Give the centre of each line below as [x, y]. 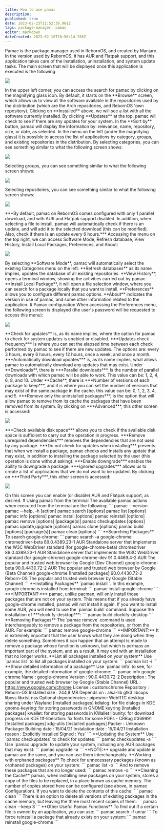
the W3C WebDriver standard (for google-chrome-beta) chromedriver [75, 547]
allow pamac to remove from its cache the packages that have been [73, 401]
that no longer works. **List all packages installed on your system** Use [79, 656]
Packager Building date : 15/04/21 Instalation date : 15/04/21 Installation [77, 728]
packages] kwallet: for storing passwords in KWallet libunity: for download [80, 713]
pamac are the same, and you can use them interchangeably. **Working [78, 754]
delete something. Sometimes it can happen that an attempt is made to [76, 641]
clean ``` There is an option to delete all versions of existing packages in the [81, 796]
